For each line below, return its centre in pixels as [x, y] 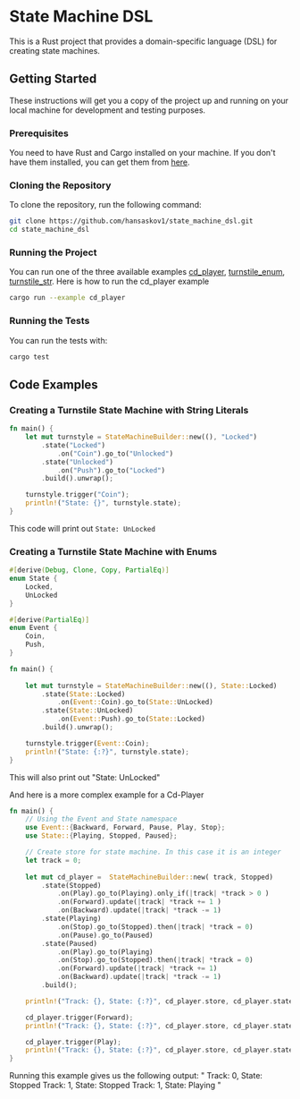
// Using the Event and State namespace [101, 819]
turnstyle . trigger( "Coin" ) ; [77, 495]
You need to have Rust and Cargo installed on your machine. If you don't [142, 153]
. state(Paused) [70, 943]
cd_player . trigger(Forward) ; [79, 1018]
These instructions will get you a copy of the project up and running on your [149, 100]
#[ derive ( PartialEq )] [50, 619]
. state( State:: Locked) [83, 694]
